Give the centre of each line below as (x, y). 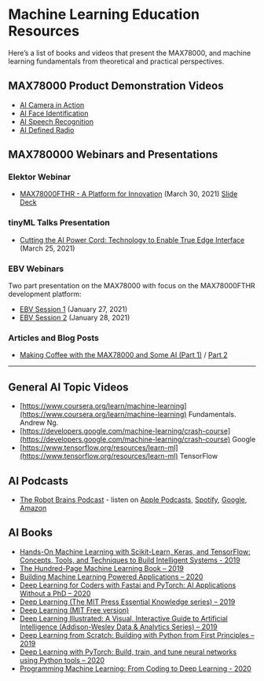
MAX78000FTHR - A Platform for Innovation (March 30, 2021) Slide (128, 194)
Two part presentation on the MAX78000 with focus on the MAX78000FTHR (132, 286)
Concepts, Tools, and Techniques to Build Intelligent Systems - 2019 (130, 560)
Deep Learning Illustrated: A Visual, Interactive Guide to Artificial (123, 618)
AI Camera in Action (52, 104)
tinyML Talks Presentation (59, 223)
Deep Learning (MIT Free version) (74, 610)
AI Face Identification (54, 113)
